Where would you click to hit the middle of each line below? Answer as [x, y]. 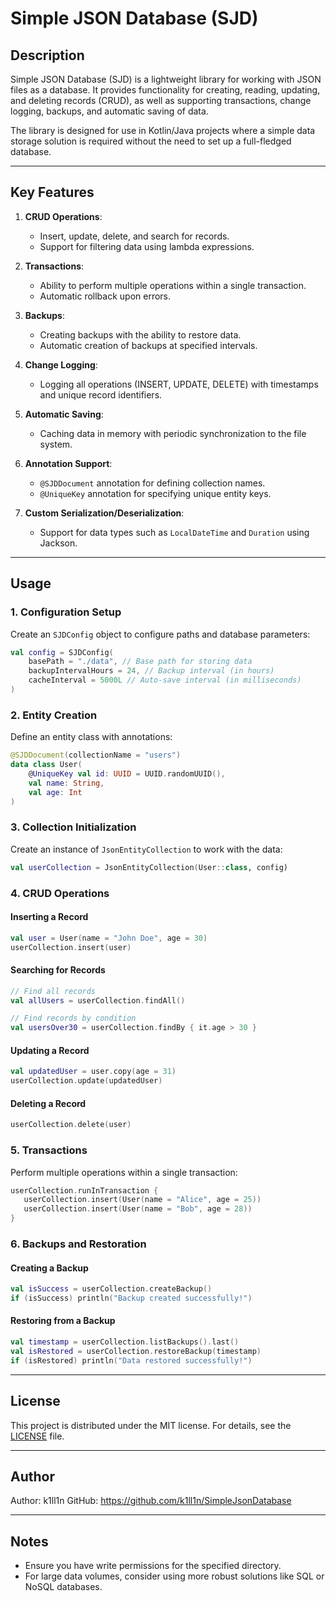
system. [56, 444]
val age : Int [55, 792]
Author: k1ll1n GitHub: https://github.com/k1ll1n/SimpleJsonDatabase [151, 1501]
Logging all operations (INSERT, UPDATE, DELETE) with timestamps [179, 384]
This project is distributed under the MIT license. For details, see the [151, 1425]
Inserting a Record [49, 917]
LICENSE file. [37, 1436]
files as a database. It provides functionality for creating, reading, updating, [165, 90]
